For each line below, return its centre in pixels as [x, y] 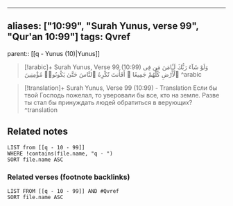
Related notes [37, 132]
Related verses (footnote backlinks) [69, 177]
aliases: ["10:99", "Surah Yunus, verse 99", [103, 26]
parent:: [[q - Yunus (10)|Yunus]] [54, 53]
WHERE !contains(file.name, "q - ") [60, 153]
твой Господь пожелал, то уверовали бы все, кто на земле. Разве [122, 95]
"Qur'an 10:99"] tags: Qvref [69, 37]
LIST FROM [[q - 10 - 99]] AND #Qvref [63, 191]
